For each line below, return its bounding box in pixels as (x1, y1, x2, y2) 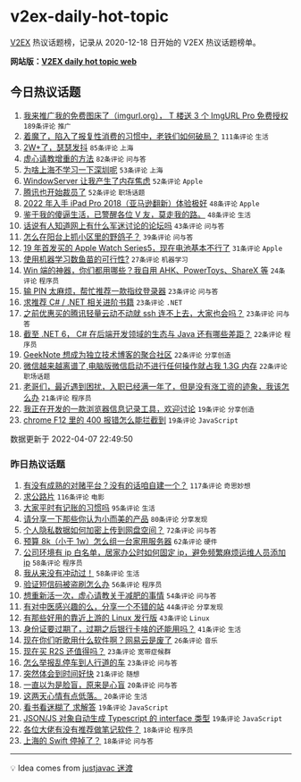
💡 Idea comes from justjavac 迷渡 (10, 762, 133, 774)
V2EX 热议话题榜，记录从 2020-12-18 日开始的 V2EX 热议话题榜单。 (10, 37, 262, 47)
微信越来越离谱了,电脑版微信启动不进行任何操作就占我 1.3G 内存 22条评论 (22, 360, 288, 371)
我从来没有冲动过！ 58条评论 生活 (22, 568, 140, 578)
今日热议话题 (10, 85, 81, 100)
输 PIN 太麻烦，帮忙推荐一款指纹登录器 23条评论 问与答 (22, 285, 219, 296)
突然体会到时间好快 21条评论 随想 (22, 668, 140, 679)
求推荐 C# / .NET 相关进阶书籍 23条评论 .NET (22, 297, 183, 307)
